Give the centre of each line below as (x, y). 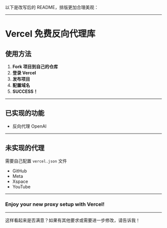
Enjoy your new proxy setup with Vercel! (55, 204)
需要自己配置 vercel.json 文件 (36, 161)
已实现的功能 (25, 113)
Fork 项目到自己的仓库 (35, 67)
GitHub (20, 171)
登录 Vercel (24, 73)
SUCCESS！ (25, 91)
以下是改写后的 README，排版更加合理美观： (52, 7)
